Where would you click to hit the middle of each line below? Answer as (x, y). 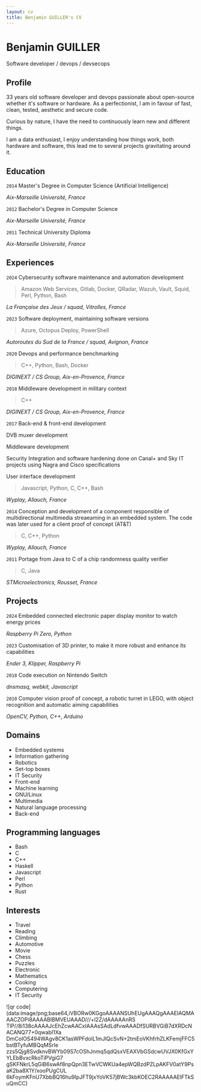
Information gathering (42, 756)
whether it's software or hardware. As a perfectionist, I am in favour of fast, (99, 103)
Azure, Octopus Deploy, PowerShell (65, 330)
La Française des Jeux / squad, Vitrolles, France (66, 307)
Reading (25, 932)
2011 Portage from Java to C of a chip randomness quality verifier (87, 559)
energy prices (23, 622)
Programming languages (53, 832)
